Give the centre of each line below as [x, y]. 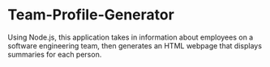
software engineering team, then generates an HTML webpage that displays [135, 45]
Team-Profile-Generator [91, 15]
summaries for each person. [55, 54]
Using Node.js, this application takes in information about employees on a [131, 37]
